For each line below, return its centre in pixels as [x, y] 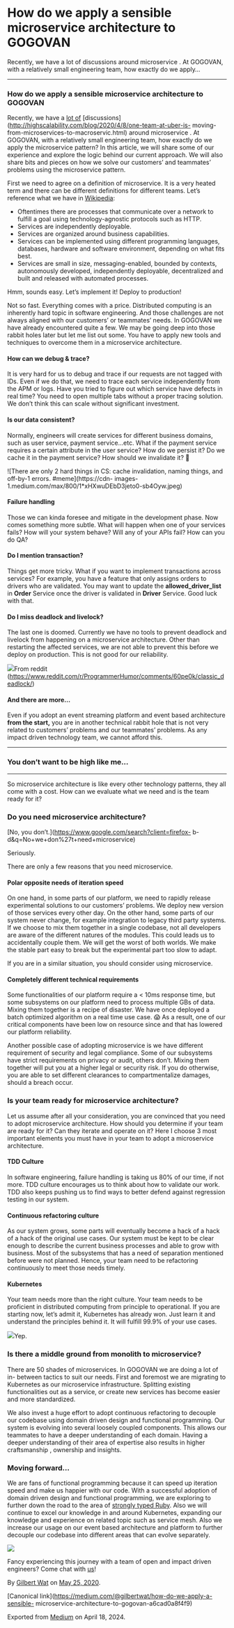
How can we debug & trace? [48, 358]
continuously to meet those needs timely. [66, 1268]
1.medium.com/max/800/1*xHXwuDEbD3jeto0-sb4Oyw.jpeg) [95, 486]
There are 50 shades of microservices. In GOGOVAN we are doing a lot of [113, 1369]
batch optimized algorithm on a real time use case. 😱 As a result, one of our [117, 1017]
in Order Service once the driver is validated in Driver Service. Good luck [112, 593]
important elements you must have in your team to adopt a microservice [110, 1138]
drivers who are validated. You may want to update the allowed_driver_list [114, 586]
